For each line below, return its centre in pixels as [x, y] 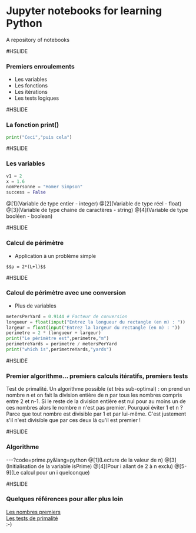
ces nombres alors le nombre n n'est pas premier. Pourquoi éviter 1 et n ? [95, 408]
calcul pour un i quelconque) [55, 472]
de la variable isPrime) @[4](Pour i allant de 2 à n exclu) [106, 466]
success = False [26, 192]
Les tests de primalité [32, 518]
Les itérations [31, 92]
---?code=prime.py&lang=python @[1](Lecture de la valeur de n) [85, 460]
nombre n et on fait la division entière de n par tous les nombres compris [94, 395]
